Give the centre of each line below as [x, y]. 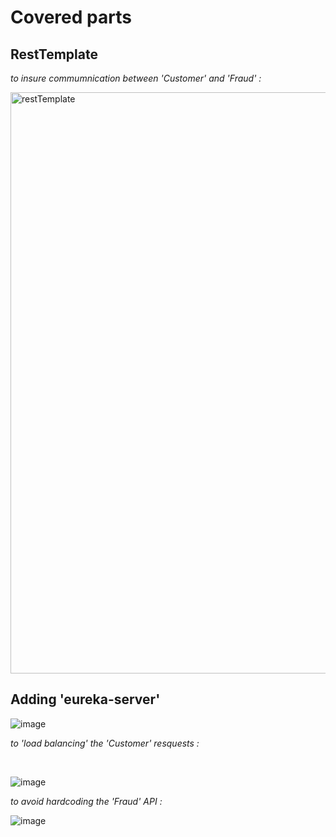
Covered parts [71, 17]
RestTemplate [54, 54]
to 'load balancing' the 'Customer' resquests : [105, 743]
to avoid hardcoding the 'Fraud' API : [86, 801]
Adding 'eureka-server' [85, 699]
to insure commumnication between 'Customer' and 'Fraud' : [136, 78]
